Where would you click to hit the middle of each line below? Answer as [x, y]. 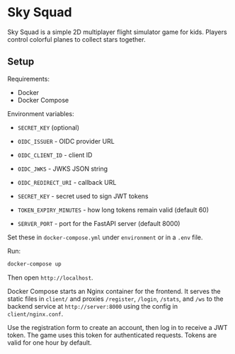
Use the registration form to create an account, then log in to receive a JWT [117, 327]
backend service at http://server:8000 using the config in [93, 306]
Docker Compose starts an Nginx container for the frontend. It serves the [114, 291]
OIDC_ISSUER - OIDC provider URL [66, 141]
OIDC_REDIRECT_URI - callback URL [67, 182]
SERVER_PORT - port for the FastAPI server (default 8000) [99, 223]
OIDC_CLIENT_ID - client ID [55, 155]
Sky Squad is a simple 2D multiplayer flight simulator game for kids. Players [117, 32]
